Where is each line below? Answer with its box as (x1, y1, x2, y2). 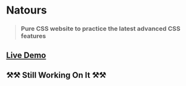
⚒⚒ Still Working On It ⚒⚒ (6, 70, 106, 80)
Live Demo (6, 50, 46, 60)
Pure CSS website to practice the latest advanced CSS (20, 25, 181, 33)
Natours (6, 4, 48, 17)
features (20, 32, 46, 40)
